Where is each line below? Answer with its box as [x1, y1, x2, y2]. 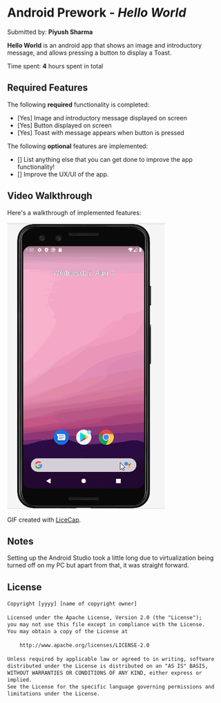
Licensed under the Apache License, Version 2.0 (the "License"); [7, 614, 202, 621]
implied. [7, 677, 32, 684]
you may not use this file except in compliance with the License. [7, 621, 206, 628]
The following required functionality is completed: [7, 100, 150, 109]
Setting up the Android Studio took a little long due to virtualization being [7, 554, 214, 562]
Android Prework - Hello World [7, 5, 186, 21]
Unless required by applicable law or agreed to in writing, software [7, 656, 215, 663]
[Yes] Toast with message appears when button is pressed [17, 128, 184, 136]
